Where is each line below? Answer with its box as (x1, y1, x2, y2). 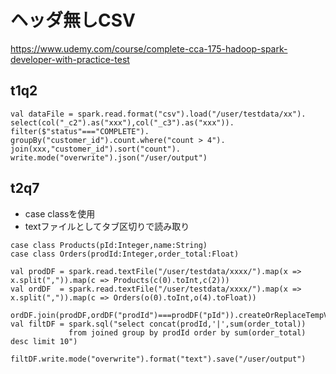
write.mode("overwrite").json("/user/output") (10, 152, 208, 163)
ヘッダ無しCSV (10, 9, 136, 32)
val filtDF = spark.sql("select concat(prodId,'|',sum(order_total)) (10, 319, 307, 329)
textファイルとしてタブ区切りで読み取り (24, 220, 190, 232)
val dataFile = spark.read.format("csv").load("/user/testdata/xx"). (10, 109, 307, 119)
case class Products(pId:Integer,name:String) (10, 240, 208, 250)
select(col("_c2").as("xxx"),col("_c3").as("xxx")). (10, 117, 235, 128)
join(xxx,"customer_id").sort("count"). (10, 144, 182, 154)
